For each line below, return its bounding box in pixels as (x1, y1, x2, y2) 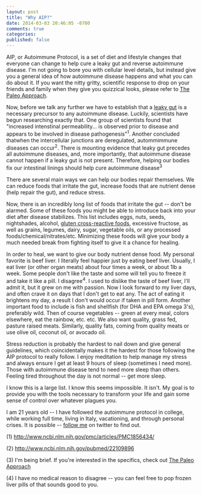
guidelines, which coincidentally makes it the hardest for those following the (6, 346, 195, 353)
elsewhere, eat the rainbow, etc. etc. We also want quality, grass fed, (6, 315, 177, 323)
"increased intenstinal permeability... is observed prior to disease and (6, 123, 179, 130)
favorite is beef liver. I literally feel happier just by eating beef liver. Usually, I (6, 257, 195, 264)
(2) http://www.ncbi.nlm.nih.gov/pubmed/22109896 (6, 445, 134, 452)
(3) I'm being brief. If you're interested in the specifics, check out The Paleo (6, 456, 194, 463)
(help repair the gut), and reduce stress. (6, 188, 106, 196)
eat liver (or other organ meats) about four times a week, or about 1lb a (6, 263, 182, 270)
